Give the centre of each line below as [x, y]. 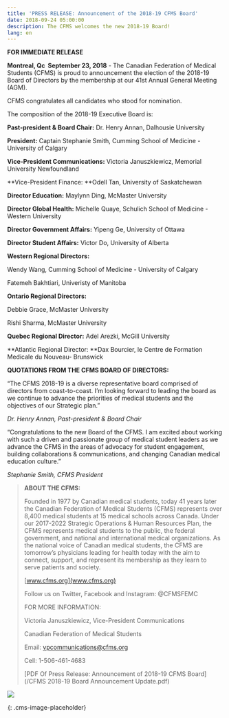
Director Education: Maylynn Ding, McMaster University [87, 196]
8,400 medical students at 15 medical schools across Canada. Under [121, 516]
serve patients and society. [62, 567]
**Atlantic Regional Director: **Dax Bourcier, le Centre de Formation [105, 350]
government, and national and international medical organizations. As [122, 538]
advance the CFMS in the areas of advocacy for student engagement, [106, 447]
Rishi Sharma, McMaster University [57, 323]
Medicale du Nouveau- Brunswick [55, 357]
